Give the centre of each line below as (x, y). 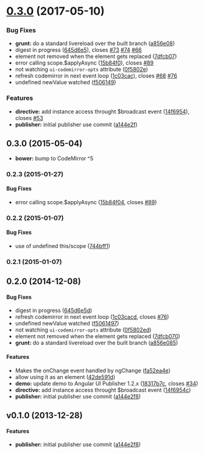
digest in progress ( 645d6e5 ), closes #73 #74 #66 (78, 50)
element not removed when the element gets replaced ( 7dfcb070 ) (98, 336)
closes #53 (29, 118)
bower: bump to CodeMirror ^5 (54, 158)
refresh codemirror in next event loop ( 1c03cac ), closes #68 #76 (96, 76)
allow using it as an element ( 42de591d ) (65, 377)
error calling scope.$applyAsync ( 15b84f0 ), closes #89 (84, 63)
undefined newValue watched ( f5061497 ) (67, 324)
